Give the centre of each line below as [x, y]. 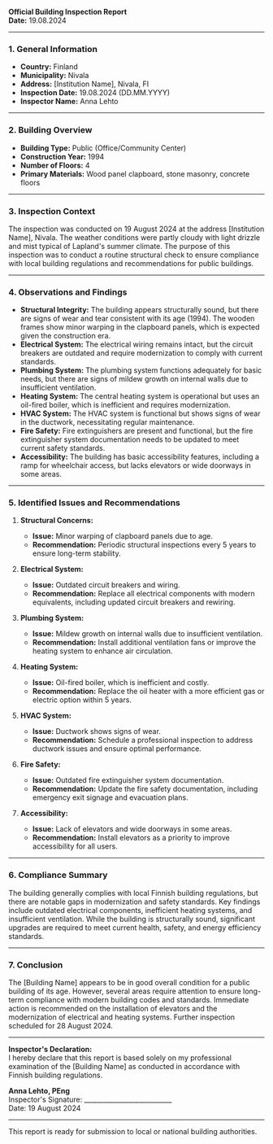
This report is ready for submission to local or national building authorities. [133, 1132]
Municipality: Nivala [54, 76]
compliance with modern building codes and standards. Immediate [137, 1000]
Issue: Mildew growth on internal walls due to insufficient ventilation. [147, 634]
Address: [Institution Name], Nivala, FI [84, 84]
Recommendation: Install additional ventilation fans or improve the [144, 643]
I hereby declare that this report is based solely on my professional [120, 1058]
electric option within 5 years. [82, 700]
